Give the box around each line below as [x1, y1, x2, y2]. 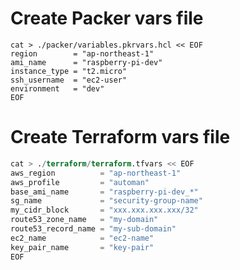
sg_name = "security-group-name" [10, 196, 203, 206]
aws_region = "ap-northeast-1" [10, 168, 182, 178]
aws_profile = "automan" [10, 177, 150, 187]
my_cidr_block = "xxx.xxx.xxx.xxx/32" [10, 205, 199, 216]
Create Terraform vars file [10, 126, 231, 149]
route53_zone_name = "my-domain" [10, 215, 159, 225]
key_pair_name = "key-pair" [10, 242, 155, 252]
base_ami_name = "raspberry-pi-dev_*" [10, 187, 199, 197]
